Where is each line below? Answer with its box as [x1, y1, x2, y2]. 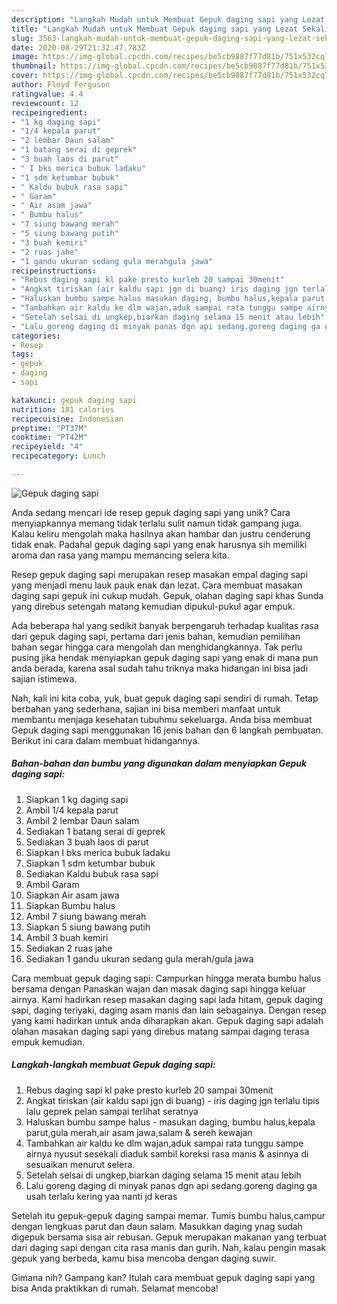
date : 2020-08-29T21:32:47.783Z [11, 42, 146, 53]
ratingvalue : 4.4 [11, 89, 84, 99]
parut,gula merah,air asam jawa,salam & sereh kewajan [25, 1126, 253, 1138]
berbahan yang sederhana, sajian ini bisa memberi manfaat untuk [11, 702, 281, 715]
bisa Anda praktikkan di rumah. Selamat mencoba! [11, 1282, 219, 1294]
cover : [11, 71, 39, 81]
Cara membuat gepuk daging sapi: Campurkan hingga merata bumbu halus [11, 972, 322, 984]
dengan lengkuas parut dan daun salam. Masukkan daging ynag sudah [11, 1220, 303, 1232]
